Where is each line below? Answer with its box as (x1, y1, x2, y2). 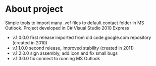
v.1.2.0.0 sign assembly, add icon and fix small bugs (12, 50, 118, 56)
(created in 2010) (12, 39, 48, 45)
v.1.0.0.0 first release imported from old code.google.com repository (12, 34, 152, 40)
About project (5, 3, 63, 15)
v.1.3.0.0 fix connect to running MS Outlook (12, 55, 100, 61)
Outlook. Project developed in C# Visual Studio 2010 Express (5, 25, 130, 31)
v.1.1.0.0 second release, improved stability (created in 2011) (12, 45, 134, 51)
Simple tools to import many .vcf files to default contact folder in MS (5, 20, 145, 26)
